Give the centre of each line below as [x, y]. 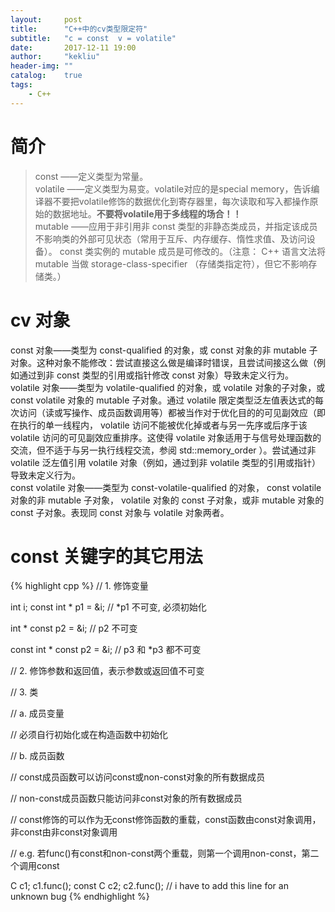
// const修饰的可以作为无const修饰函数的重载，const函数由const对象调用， [166, 820]
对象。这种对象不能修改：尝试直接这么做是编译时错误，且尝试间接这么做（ [163, 362]
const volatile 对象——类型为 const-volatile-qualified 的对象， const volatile [166, 487]
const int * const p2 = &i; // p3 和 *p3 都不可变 [106, 650]
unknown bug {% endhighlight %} [80, 897]
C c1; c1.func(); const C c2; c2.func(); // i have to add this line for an [149, 886]
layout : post [46, 19]
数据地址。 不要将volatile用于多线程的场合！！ [147, 213]
